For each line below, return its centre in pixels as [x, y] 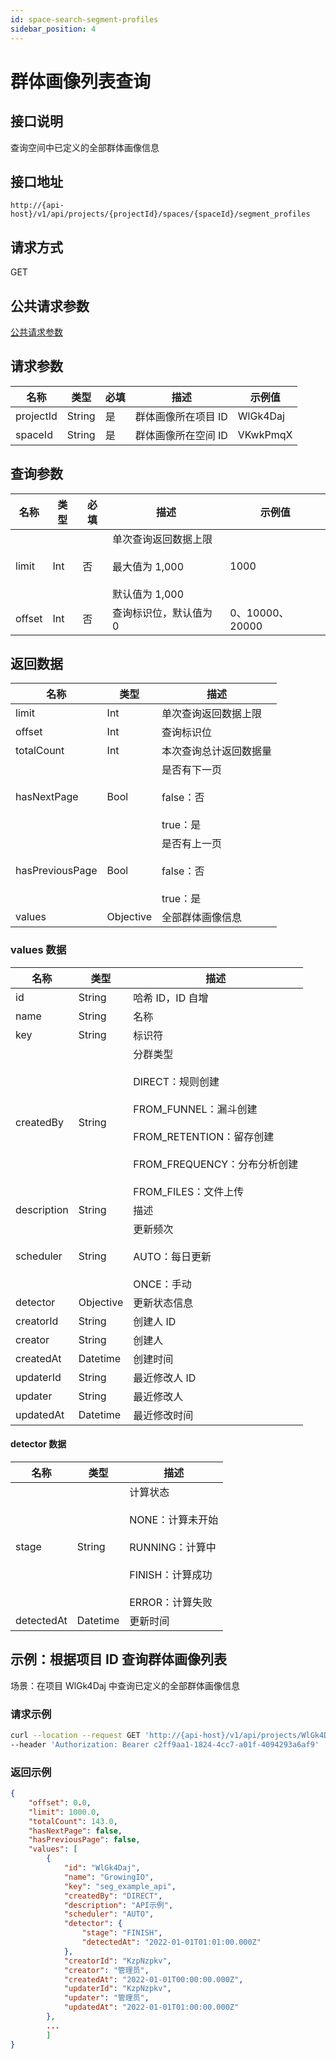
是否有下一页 [192, 770]
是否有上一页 [192, 844]
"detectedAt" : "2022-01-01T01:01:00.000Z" [171, 1942]
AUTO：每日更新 [172, 1256]
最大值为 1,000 [148, 566]
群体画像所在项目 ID [181, 416]
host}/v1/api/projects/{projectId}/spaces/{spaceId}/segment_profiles [160, 214]
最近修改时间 [163, 1415]
